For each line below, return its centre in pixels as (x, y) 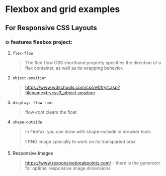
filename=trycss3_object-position (60, 93)
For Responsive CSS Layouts (51, 28)
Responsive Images (33, 153)
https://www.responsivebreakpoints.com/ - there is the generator (93, 163)
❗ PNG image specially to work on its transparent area (80, 141)
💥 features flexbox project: (39, 42)
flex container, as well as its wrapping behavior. (74, 68)
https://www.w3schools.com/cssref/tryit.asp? (72, 87)
